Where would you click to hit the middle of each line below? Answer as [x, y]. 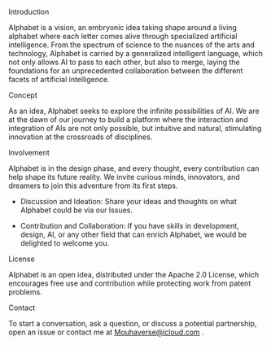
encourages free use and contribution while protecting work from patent [130, 283]
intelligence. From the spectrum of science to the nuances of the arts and [131, 45]
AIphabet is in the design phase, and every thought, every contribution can [134, 168]
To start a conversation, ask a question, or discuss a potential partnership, [133, 323]
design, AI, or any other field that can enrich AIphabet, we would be [133, 234]
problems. [25, 292]
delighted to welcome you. [65, 243]
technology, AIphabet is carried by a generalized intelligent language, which [135, 53]
